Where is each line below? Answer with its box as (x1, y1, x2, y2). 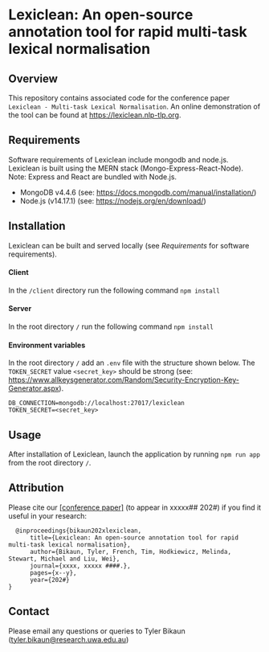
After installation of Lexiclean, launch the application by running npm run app (8, 449, 261, 459)
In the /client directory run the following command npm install (8, 285, 221, 295)
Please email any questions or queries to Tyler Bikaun (8, 625, 186, 636)
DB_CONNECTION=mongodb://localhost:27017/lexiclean (8, 400, 185, 408)
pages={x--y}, (29, 568, 78, 576)
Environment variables (8, 340, 86, 350)
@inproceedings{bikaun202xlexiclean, (15, 527, 142, 535)
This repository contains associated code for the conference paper (8, 93, 230, 102)
